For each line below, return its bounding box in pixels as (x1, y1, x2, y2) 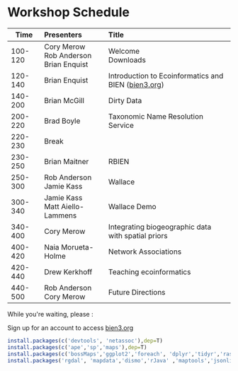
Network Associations (108, 247, 182, 257)
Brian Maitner (43, 156, 89, 166)
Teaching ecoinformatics (108, 266, 191, 276)
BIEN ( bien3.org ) (108, 79, 164, 89)
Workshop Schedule (7, 4, 130, 20)
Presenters (43, 30, 83, 40)
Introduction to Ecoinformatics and (108, 71, 224, 81)
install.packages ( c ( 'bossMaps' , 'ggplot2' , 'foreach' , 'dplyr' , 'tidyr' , (7, 351, 220, 358)
